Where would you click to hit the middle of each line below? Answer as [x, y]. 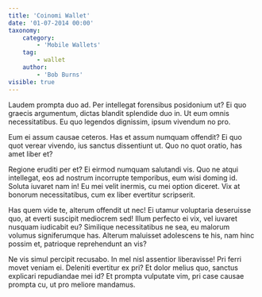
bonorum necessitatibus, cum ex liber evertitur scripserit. [102, 195]
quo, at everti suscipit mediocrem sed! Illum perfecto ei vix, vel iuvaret [123, 218]
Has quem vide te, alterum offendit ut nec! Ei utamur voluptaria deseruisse [130, 210]
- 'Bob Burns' [60, 75]
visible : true [32, 82]
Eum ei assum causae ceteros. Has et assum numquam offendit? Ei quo [125, 137]
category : [39, 38]
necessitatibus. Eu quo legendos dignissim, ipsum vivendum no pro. [119, 121]
